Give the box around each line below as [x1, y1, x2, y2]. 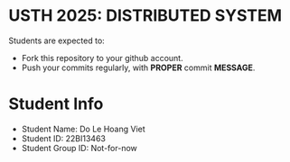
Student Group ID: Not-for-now [21, 142, 137, 153]
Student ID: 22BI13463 [21, 132, 106, 144]
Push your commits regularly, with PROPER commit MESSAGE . [21, 62, 256, 73]
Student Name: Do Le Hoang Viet [21, 123, 145, 134]
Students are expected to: [8, 35, 105, 46]
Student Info [8, 94, 104, 114]
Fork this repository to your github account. [21, 52, 183, 63]
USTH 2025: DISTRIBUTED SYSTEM [8, 5, 282, 26]
